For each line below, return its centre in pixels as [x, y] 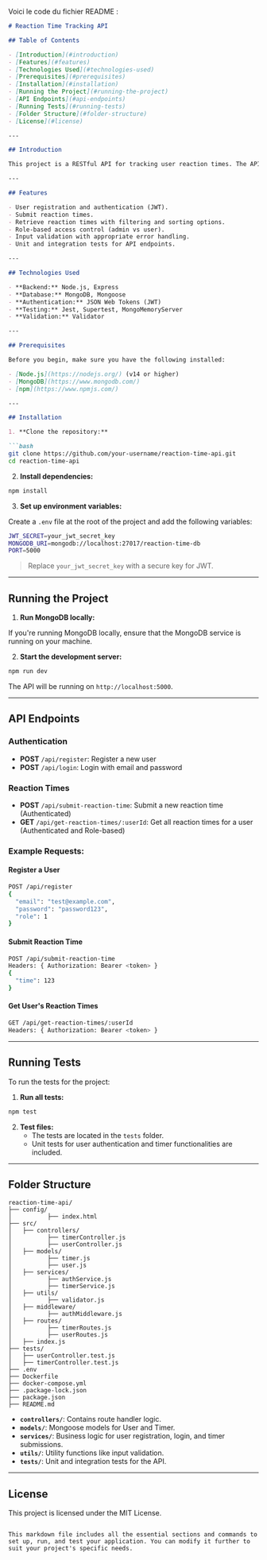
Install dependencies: [56, 476]
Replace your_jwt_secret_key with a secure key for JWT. [120, 566]
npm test [23, 1112]
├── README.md [32, 1405]
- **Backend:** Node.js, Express [64, 287]
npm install [28, 491]
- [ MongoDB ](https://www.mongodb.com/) [74, 381]
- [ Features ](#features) [49, 62]
